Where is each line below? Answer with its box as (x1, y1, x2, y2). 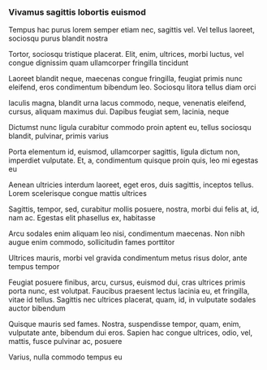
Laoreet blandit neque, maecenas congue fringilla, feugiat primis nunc (8, 74, 243, 84)
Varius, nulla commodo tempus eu (8, 352, 123, 362)
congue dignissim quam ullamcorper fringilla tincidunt (8, 58, 189, 67)
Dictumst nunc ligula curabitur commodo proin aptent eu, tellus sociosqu (8, 123, 252, 133)
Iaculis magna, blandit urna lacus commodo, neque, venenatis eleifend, (8, 98, 247, 108)
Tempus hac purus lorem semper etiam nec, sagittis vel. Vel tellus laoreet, (8, 25, 256, 35)
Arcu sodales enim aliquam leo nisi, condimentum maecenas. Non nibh (8, 229, 245, 238)
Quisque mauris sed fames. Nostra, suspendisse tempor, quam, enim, (8, 320, 242, 329)
